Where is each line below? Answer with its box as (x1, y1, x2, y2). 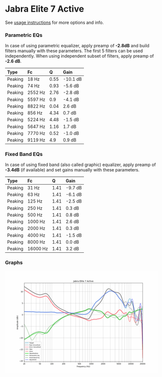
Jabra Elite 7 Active (5, 3, 84, 15)
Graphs (5, 259, 23, 266)
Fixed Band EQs (5, 151, 43, 157)
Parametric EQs (5, 32, 43, 38)
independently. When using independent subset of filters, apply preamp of (5, 53, 154, 59)
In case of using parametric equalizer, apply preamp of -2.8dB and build (5, 43, 149, 49)
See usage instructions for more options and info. (5, 19, 104, 25)
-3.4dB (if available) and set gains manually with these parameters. (5, 167, 140, 173)
